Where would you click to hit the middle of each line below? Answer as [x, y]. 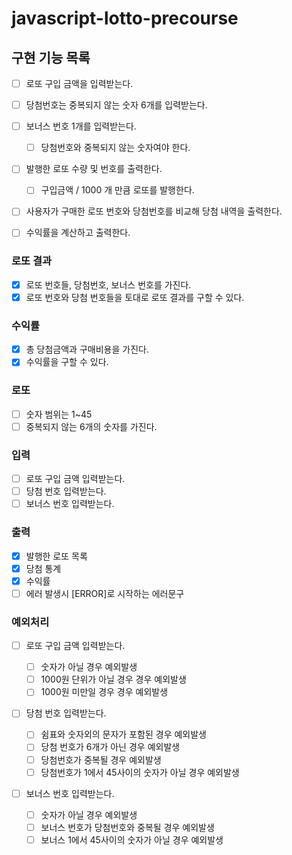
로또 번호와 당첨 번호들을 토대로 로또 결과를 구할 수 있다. [135, 297]
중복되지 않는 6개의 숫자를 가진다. [91, 426]
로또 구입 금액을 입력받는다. [79, 83]
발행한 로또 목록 [56, 556]
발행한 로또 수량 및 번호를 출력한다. [94, 169]
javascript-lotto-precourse [125, 18]
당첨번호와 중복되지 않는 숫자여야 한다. [115, 148]
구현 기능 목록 [51, 57]
